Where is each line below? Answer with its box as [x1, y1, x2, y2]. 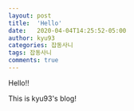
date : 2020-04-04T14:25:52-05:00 [8, 26, 127, 34]
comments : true [8, 57, 59, 65]
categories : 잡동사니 [8, 42, 73, 50]
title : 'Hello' [8, 19, 62, 27]
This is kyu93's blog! [8, 93, 77, 103]
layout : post [8, 11, 52, 20]
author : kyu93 [8, 34, 56, 42]
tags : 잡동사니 [8, 49, 52, 57]
